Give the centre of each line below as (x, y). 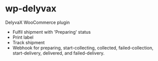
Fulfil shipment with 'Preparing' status (52, 32)
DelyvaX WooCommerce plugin (38, 22)
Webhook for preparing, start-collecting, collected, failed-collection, (83, 48)
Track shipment (29, 42)
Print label (23, 37)
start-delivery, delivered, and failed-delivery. (58, 53)
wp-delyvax (31, 9)
